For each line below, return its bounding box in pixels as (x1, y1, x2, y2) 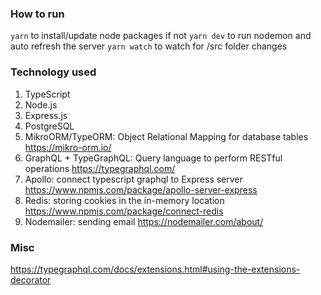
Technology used (10, 65, 97, 79)
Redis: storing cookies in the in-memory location (24, 194, 225, 206)
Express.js (24, 109, 68, 121)
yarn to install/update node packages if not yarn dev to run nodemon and (10, 30, 312, 42)
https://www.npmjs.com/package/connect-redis (24, 205, 224, 217)
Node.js (24, 98, 58, 111)
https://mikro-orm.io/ (24, 141, 112, 153)
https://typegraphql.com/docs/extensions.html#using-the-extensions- (10, 263, 301, 275)
